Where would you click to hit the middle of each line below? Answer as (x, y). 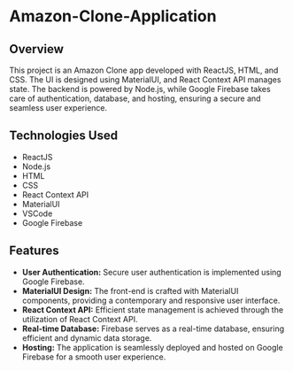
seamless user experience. (58, 108)
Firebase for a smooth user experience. (94, 357)
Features (34, 251)
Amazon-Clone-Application (113, 16)
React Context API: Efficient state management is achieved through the (153, 309)
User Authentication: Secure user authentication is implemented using (151, 272)
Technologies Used (63, 136)
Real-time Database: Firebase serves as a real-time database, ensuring (153, 328)
